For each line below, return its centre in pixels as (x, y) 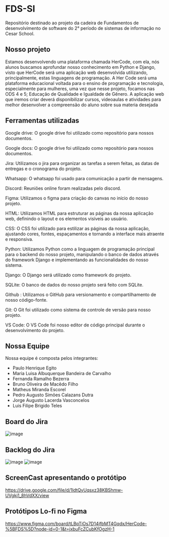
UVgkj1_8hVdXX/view (27, 495)
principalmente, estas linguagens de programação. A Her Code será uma (81, 78)
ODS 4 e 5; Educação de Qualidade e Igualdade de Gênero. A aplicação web (85, 94)
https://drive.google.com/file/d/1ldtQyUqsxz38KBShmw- (64, 490)
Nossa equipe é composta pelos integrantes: (52, 358)
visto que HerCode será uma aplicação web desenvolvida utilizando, (76, 72)
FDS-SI (20, 9)
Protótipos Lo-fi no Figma (46, 511)
